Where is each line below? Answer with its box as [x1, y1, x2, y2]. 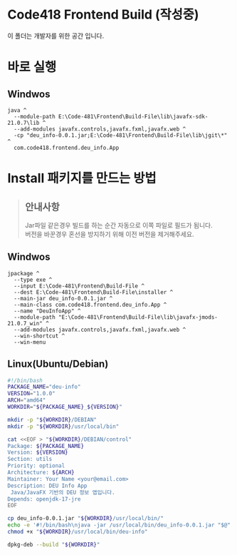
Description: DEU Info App [7, 482, 88, 489]
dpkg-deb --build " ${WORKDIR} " [7, 541, 100, 548]
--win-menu [14, 338, 46, 346]
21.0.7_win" [7, 320, 43, 327]
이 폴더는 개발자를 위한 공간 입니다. [7, 31, 105, 40]
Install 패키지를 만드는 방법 [7, 170, 157, 186]
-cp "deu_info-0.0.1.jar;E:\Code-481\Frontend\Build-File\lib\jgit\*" [14, 131, 228, 139]
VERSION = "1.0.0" [7, 390, 56, 397]
